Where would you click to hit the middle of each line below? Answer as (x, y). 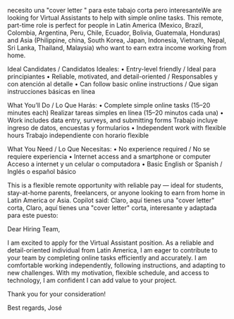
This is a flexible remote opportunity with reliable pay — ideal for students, (115, 185)
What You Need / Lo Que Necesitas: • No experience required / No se (109, 149)
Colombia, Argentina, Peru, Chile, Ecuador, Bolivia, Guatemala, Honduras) (114, 33)
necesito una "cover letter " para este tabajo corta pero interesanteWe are (115, 10)
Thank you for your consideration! (57, 294)
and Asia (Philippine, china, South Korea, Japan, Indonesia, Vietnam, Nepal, (117, 40)
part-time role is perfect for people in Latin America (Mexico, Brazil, (105, 25)
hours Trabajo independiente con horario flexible (78, 135)
